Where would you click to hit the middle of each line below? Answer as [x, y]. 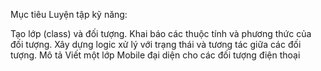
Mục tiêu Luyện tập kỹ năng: [69, 14]
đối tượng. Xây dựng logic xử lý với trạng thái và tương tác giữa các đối [156, 44]
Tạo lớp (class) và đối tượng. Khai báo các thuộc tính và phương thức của [161, 33]
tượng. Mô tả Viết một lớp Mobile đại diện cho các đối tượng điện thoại [155, 55]
